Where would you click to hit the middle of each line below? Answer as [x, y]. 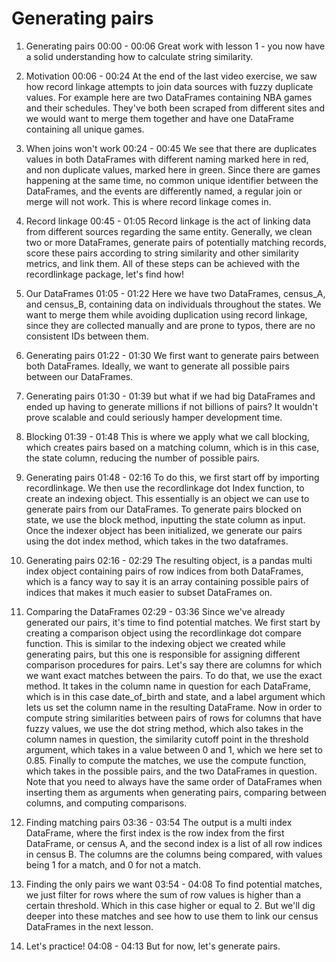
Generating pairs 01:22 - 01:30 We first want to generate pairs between [172, 355]
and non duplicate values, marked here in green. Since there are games [173, 169]
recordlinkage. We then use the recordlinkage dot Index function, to [165, 488]
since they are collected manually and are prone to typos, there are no [170, 325]
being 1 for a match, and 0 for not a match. [113, 864]
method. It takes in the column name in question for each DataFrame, [168, 686]
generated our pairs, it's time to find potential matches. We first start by [173, 622]
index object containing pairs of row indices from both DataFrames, [164, 571]
